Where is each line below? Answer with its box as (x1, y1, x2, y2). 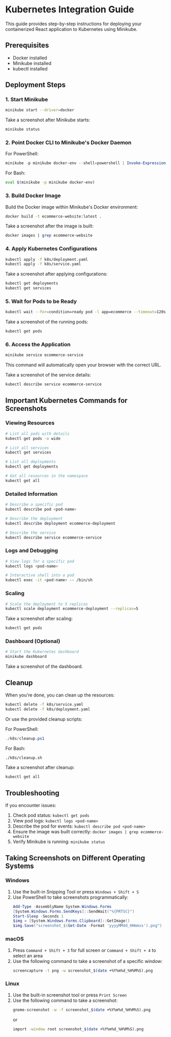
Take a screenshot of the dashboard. (5, 664, 83, 670)
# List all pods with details (5, 431, 70, 436)
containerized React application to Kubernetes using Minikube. (5, 26, 138, 32)
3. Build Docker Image (5, 192, 61, 199)
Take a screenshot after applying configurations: (5, 271, 108, 277)
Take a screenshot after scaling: (5, 616, 73, 622)
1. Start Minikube (5, 96, 49, 103)
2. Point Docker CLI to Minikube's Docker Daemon (5, 139, 132, 146)
